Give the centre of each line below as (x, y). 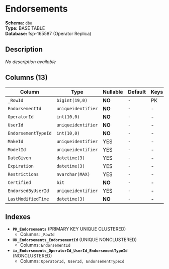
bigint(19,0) (72, 100)
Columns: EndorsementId (45, 245)
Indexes (18, 217)
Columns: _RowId (37, 234)
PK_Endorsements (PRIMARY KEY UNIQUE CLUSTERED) (69, 229)
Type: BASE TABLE (25, 28)
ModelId (17, 149)
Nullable (113, 92)
